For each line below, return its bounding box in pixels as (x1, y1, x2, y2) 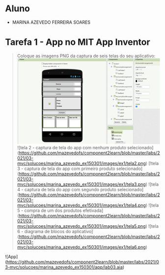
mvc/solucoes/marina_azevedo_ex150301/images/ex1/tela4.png (17, 202, 146, 208)
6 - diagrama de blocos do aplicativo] (17, 228, 93, 234)
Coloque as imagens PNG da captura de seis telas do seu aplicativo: (17, 53, 156, 59)
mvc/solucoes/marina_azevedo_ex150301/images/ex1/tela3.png (17, 181, 146, 187)
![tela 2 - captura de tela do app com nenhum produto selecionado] (17, 144, 154, 150)
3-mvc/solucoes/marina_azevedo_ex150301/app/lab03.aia (5, 264, 123, 270)
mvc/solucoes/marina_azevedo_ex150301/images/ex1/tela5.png (17, 223, 146, 229)
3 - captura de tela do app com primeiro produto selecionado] (17, 166, 143, 172)
